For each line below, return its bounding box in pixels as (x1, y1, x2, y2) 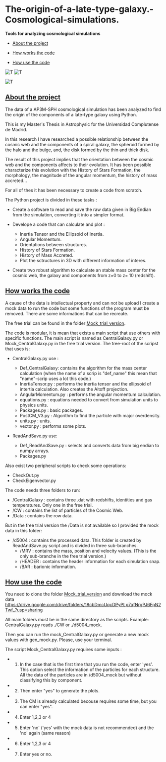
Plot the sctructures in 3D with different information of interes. (19, 257, 147, 263)
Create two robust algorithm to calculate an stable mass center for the (12, 267, 156, 273)
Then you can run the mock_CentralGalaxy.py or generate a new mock (5, 632, 149, 638)
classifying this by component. (19, 677, 83, 683)
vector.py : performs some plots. (19, 423, 87, 429)
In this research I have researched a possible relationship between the (5, 136, 149, 142)
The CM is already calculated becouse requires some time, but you (19, 698, 157, 704)
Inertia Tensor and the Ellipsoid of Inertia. (19, 231, 104, 237)
